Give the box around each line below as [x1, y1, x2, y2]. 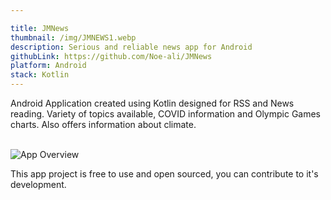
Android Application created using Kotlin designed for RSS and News [10, 97, 295, 109]
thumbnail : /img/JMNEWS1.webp [10, 32, 137, 43]
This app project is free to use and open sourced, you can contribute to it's [10, 168, 319, 180]
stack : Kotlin [10, 70, 70, 80]
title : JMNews [10, 23, 70, 33]
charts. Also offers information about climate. [10, 119, 197, 130]
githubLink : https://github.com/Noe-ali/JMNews [10, 51, 213, 61]
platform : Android [10, 61, 87, 71]
